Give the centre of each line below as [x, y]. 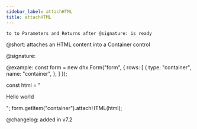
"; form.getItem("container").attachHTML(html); [64, 108]
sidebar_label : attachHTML [39, 12]
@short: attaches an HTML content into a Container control [78, 44]
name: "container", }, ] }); [37, 73]
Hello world [20, 96]
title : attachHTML [29, 17]
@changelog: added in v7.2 [39, 120]
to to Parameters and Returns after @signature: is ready [79, 33]
